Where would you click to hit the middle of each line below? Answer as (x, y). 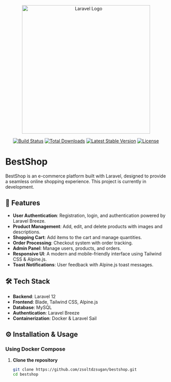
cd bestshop (25, 375)
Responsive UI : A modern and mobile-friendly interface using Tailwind (87, 253)
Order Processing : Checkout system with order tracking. (73, 243)
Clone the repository (35, 360)
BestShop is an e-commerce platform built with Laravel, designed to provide (86, 176)
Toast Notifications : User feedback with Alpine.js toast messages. (83, 264)
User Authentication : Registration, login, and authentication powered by (89, 215)
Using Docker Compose (35, 349)
